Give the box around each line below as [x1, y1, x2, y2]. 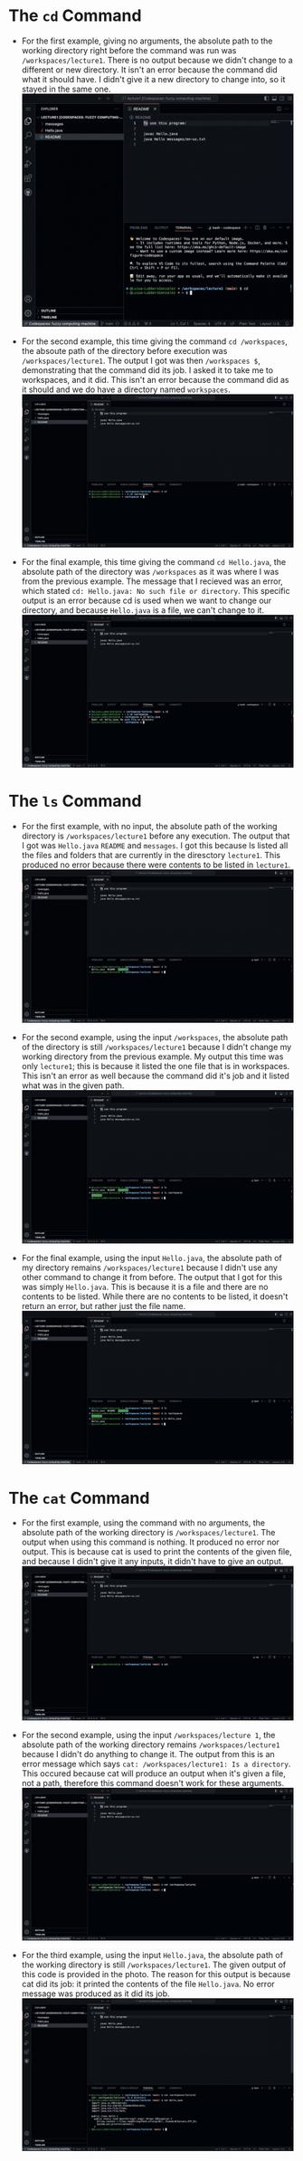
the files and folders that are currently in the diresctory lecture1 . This [21, 850, 281, 861]
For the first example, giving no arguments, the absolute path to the [21, 35, 273, 46]
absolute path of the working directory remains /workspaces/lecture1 [21, 1739, 280, 1750]
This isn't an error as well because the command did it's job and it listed [21, 1070, 290, 1082]
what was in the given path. [21, 1080, 125, 1091]
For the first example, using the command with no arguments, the [21, 1517, 266, 1528]
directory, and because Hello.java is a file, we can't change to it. [21, 604, 264, 616]
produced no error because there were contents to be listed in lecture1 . [21, 859, 291, 870]
